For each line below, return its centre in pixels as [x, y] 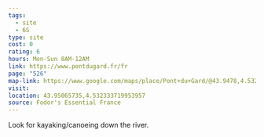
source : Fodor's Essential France [65, 103]
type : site [26, 37]
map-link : [24, 81]
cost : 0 [21, 45]
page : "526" [27, 74]
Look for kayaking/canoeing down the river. [79, 125]
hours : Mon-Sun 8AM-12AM [49, 59]
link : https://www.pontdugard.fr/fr [68, 67]
